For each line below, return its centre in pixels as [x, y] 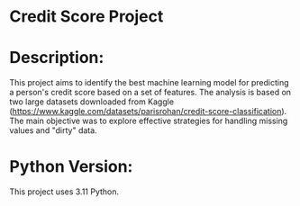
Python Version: [71, 167]
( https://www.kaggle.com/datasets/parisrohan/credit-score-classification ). [148, 112]
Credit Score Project [86, 17]
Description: [57, 58]
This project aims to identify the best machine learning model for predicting [149, 83]
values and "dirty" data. [53, 130]
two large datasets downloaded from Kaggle [91, 102]
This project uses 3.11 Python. [64, 192]
